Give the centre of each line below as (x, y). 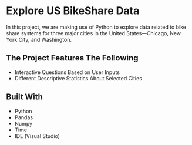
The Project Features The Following (73, 58)
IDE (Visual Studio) (37, 136)
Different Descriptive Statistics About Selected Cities (78, 78)
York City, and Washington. (39, 39)
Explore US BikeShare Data (73, 11)
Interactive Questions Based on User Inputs (67, 72)
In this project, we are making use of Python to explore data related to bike (96, 27)
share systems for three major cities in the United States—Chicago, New (94, 33)
